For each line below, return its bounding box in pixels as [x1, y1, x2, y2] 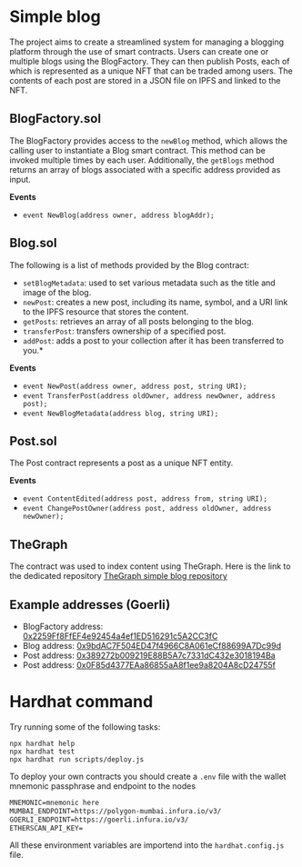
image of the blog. [22, 286, 92, 297]
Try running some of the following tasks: [9, 721, 161, 732]
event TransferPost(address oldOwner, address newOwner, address [22, 391, 276, 401]
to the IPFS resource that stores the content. [22, 306, 189, 317]
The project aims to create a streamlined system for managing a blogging [9, 36, 285, 47]
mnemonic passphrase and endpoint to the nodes [9, 780, 196, 792]
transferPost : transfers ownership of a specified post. [22, 325, 226, 336]
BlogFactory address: [22, 621, 104, 632]
